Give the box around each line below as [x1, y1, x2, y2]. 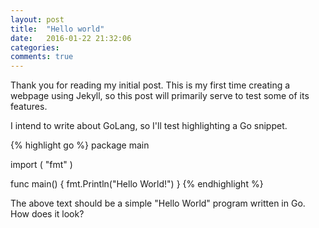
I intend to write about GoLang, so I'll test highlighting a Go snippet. [10, 120, 288, 132]
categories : [10, 42, 60, 53]
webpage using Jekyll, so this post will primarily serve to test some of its [10, 90, 310, 102]
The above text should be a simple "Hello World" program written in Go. [10, 197, 306, 210]
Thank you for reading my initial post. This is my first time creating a [10, 79, 291, 91]
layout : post [10, 14, 65, 25]
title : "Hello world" [10, 24, 105, 34]
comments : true [10, 52, 74, 62]
